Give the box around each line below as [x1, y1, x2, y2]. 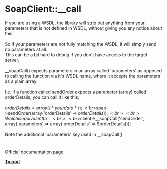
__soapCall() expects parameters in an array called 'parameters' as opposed [5, 67, 162, 73]
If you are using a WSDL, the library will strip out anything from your [5, 20, 145, 26]
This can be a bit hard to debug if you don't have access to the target [5, 51, 148, 58]
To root [5, 159, 20, 165]
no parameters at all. [5, 46, 47, 52]
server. [5, 57, 20, 63]
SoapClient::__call [5, 3, 81, 15]
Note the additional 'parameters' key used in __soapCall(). [5, 131, 124, 137]
